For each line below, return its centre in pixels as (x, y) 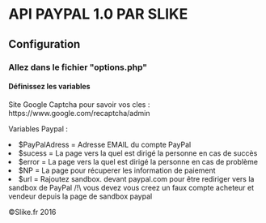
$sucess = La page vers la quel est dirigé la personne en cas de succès (138, 153)
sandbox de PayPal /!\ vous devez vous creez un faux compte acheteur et (131, 187)
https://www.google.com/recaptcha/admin (79, 113)
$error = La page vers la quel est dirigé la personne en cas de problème (139, 161)
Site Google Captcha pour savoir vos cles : (79, 104)
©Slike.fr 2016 (32, 212)
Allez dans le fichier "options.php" (78, 67)
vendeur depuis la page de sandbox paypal (80, 196)
